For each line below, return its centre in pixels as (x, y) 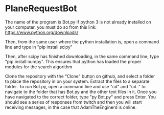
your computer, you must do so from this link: (51, 27)
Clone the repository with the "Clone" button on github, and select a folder (80, 76)
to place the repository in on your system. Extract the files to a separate (77, 81)
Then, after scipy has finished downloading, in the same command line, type (82, 56)
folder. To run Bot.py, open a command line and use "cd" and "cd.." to (75, 86)
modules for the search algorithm (39, 67)
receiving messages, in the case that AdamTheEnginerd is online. (71, 107)
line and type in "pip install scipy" (39, 47)
